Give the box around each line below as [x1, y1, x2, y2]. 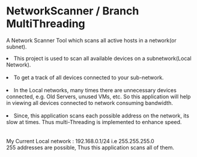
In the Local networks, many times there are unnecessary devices [14, 86, 177, 93]
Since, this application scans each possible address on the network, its [14, 112, 189, 119]
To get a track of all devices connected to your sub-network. [14, 74, 164, 81]
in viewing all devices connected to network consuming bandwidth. [6, 99, 173, 106]
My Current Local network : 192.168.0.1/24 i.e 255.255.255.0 [6, 137, 154, 144]
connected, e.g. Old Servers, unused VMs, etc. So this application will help [6, 93, 191, 100]
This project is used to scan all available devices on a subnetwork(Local [14, 55, 192, 62]
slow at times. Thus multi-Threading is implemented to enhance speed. [6, 118, 182, 125]
